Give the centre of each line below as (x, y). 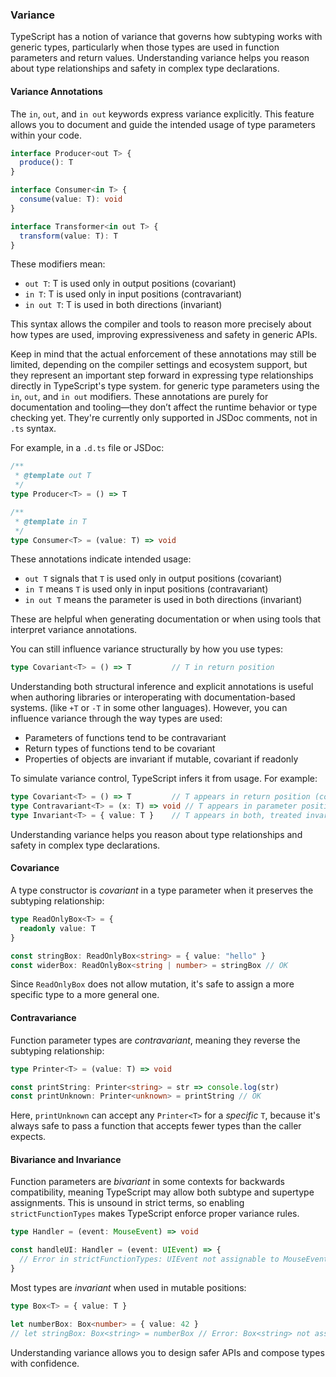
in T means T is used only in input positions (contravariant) (146, 589)
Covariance (35, 868)
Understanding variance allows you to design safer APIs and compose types (167, 1352)
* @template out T (53, 476)
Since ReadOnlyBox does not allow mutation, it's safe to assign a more (152, 984)
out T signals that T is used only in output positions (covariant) (153, 579)
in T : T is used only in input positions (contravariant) (133, 294)
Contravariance (43, 1018)
